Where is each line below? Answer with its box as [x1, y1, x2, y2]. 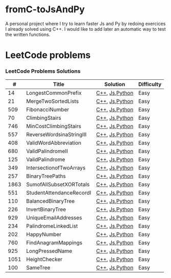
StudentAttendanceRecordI [26, 189, 91, 197]
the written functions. [5, 31, 51, 37]
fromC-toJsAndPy [5, 4, 85, 15]
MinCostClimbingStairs [26, 123, 82, 130]
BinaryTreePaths [26, 173, 66, 180]
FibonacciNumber [26, 106, 69, 113]
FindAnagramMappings [26, 239, 83, 246]
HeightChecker [26, 256, 63, 263]
